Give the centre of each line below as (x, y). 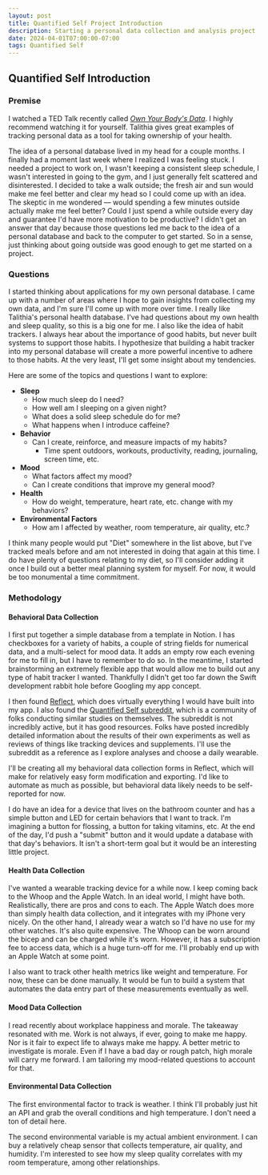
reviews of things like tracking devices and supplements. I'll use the (120, 744)
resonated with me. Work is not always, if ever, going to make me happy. (128, 1034)
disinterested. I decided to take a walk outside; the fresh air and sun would (131, 185)
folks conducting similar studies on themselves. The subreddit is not (121, 718)
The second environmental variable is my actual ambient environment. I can (133, 1136)
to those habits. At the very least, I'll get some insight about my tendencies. (132, 360)
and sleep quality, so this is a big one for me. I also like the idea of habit (126, 326)
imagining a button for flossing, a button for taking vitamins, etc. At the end (132, 827)
